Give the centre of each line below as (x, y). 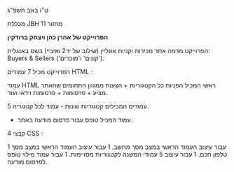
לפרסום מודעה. (27, 162)
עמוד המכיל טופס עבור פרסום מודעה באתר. (75, 120)
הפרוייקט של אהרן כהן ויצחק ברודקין (58, 37)
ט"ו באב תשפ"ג (28, 10)
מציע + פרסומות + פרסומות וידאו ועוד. (57, 93)
